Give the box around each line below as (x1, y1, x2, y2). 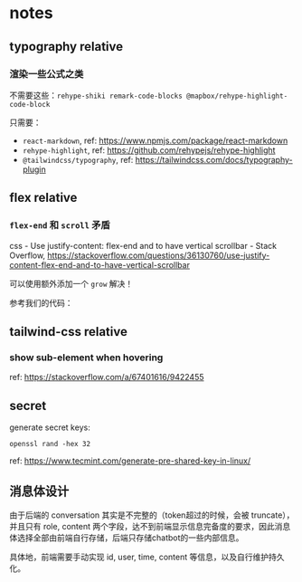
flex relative (9, 190, 78, 205)
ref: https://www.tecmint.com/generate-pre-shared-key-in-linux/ (9, 455, 251, 466)
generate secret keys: (9, 422, 90, 433)
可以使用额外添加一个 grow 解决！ (9, 278, 134, 289)
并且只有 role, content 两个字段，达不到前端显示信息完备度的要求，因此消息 (9, 520, 291, 531)
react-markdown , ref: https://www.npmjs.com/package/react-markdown (22, 135, 288, 146)
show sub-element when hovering (9, 351, 164, 364)
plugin (22, 164, 47, 175)
